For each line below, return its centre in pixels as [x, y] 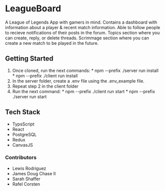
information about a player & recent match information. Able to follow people [83, 27]
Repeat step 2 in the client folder [45, 86]
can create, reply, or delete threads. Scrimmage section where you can [77, 38]
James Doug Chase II [34, 173]
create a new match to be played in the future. [52, 43]
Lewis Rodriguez [29, 168]
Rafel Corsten [26, 184]
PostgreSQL [24, 134]
